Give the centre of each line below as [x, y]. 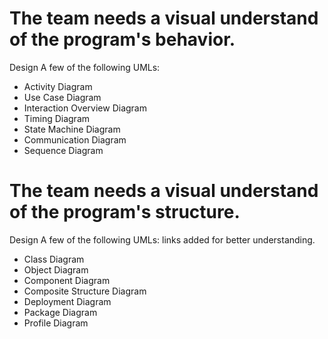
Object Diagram [56, 269]
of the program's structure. [125, 212]
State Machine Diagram [72, 129]
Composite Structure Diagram [85, 291]
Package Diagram [60, 312]
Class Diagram [54, 259]
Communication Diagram [75, 139]
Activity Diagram [58, 86]
